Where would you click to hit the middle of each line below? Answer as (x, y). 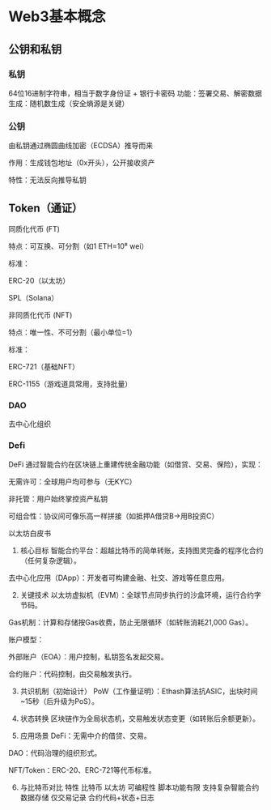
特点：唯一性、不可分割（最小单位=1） (72, 332)
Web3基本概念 (57, 17)
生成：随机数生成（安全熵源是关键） (69, 103)
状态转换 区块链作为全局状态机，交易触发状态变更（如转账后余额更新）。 (140, 718)
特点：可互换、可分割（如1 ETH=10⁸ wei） (78, 246)
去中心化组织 (30, 424)
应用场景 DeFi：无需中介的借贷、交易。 (85, 735)
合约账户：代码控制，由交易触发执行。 (72, 674)
